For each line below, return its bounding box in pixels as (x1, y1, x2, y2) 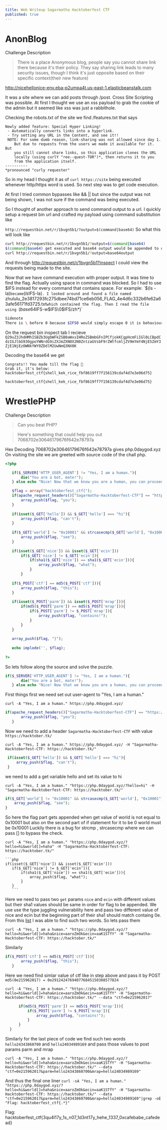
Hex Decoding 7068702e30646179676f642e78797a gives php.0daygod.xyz (5, 446, 161, 452)
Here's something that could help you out (17, 431, 102, 437)
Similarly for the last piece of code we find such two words (5, 1036, 126, 1042)
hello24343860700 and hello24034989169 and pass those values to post (5, 1041, 149, 1047)
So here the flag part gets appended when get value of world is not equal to (5, 814, 161, 820)
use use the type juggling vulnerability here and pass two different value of (5, 907, 159, 913)
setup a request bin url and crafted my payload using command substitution (5, 212, 161, 218)
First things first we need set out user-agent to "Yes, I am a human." (5, 692, 144, 697)
